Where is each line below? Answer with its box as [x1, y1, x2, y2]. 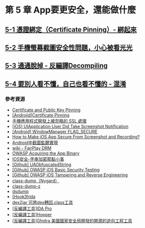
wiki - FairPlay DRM [12, 145, 52, 151]
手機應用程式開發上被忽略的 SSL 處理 [12, 118, 87, 124]
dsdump [12, 188, 29, 194]
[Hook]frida [12, 194, 36, 200]
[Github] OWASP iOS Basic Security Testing [12, 167, 100, 173]
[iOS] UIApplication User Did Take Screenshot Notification [12, 124, 129, 129]
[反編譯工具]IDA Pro [12, 206, 52, 211]
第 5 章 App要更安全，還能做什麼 [5, 4, 136, 16]
